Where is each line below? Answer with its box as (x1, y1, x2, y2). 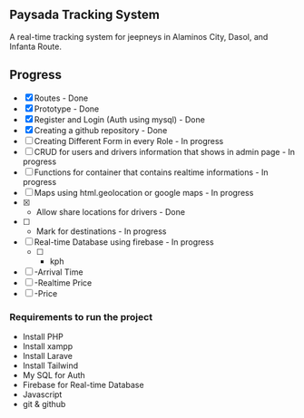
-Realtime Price (34, 277, 93, 288)
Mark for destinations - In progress (35, 226, 167, 237)
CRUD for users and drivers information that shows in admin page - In (34, 146, 296, 157)
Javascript (22, 389, 63, 400)
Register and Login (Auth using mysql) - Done (34, 113, 206, 125)
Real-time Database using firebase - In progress (34, 236, 215, 248)
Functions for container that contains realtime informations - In (34, 167, 270, 178)
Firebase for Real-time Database (22, 379, 144, 390)
